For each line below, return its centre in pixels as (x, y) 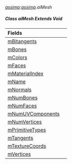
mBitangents (22, 41)
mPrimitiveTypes (27, 130)
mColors (18, 57)
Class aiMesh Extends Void (34, 18)
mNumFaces (22, 106)
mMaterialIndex (26, 73)
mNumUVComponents (34, 113)
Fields (15, 33)
